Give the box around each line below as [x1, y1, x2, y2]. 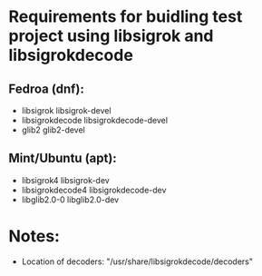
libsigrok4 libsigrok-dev [21, 174, 110, 185]
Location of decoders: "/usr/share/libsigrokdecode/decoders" [21, 256, 254, 267]
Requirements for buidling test [8, 6, 243, 27]
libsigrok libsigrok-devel [21, 105, 112, 115]
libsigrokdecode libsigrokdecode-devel [21, 115, 169, 125]
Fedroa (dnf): [8, 81, 85, 96]
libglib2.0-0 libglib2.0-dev [21, 193, 120, 205]
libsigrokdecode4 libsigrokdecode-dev [21, 184, 167, 195]
